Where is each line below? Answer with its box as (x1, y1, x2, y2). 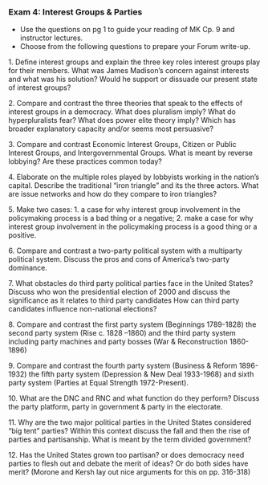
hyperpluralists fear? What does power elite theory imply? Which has (8, 116, 237, 125)
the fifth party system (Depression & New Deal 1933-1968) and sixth (28, 369, 254, 379)
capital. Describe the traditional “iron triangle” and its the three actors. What (8, 181, 259, 190)
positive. (8, 230, 37, 240)
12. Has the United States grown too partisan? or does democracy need (8, 450, 245, 460)
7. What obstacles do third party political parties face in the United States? (8, 279, 254, 288)
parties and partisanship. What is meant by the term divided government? (8, 434, 252, 444)
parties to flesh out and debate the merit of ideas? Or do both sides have (8, 459, 249, 468)
